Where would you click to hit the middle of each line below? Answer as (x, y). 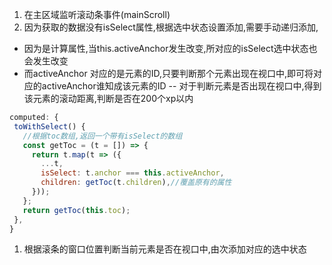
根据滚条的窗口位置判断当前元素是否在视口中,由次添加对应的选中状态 (165, 249)
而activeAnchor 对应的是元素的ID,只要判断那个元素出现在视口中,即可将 (168, 73)
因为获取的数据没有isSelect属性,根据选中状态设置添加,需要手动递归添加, (171, 27)
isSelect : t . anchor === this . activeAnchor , (132, 173)
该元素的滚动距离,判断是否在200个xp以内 (108, 98)
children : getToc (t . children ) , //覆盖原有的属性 (136, 183)
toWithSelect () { (49, 126)
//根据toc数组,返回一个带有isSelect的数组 (102, 136)
